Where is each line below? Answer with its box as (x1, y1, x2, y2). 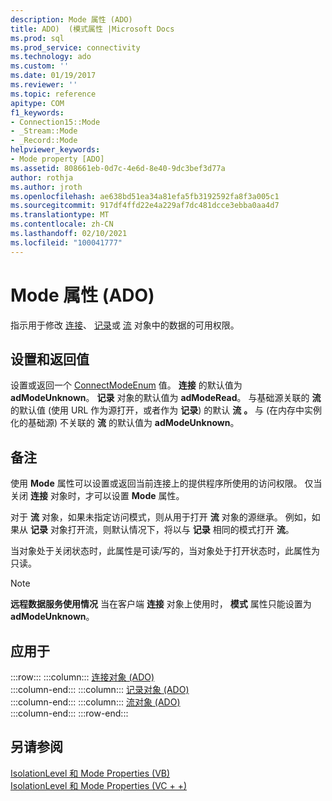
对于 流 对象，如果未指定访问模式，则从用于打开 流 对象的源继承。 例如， (10, 511, 312, 523)
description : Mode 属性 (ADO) (10, 14, 133, 25)
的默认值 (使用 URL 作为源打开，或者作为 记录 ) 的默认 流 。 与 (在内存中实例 (10, 404, 323, 416)
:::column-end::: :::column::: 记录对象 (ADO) (10, 684, 190, 695)
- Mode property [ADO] (10, 154, 105, 164)
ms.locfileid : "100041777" (10, 237, 123, 248)
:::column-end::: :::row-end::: (10, 707, 129, 719)
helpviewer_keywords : (10, 145, 101, 155)
